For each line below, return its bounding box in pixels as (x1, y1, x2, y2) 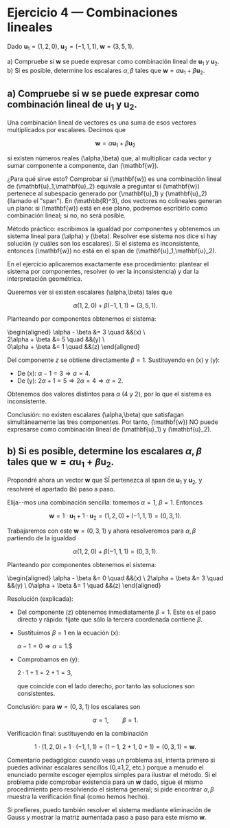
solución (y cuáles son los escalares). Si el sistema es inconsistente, (7, 240, 200, 248)
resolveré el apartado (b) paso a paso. (7, 485, 115, 493)
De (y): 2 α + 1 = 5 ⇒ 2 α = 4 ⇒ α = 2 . (16, 376, 124, 385)
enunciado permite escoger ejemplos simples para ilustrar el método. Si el (7, 770, 218, 778)
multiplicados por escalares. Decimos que (7, 126, 126, 134)
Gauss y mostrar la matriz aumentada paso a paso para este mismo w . (7, 813, 207, 821)
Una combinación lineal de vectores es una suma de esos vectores (7, 118, 197, 127)
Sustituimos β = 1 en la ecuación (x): (16, 628, 121, 637)
